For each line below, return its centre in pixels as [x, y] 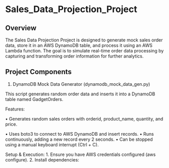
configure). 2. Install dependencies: [42, 159]
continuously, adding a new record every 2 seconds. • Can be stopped [79, 139]
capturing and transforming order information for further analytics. [75, 56]
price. [11, 124]
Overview [21, 28]
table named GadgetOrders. [34, 99]
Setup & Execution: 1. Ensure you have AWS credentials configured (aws [80, 154]
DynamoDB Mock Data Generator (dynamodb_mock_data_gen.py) [81, 84]
